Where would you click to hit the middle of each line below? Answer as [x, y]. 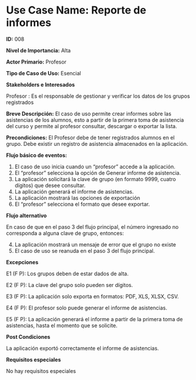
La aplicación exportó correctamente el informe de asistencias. [82, 348]
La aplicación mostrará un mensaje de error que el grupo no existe [95, 244]
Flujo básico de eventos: [37, 155]
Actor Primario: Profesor [36, 62]
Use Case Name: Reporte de [76, 10]
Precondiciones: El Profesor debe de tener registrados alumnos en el [90, 137]
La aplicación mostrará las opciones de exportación [77, 198]
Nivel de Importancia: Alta [39, 50]
